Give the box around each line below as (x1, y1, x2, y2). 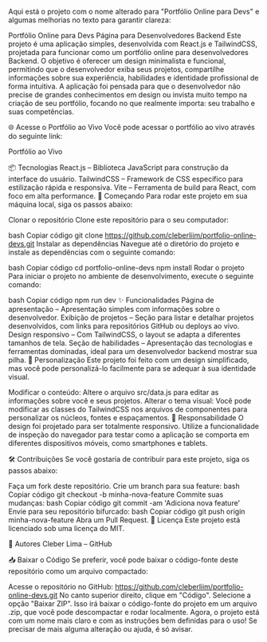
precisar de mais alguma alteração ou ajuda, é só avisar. (8, 624, 193, 633)
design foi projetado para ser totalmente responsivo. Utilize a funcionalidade (8, 422, 259, 431)
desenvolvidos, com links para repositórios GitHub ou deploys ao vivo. (8, 321, 240, 330)
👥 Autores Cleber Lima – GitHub (8, 539, 113, 549)
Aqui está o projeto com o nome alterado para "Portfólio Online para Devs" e (8, 7, 260, 16)
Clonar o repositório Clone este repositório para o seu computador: (8, 215, 230, 224)
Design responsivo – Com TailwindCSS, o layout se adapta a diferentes (8, 330, 241, 339)
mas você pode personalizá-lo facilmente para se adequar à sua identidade (8, 364, 257, 373)
